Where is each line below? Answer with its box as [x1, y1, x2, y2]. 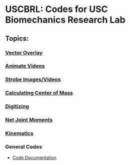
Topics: [5, 34, 29, 43]
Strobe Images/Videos [5, 76, 61, 83]
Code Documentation [12, 154, 56, 161]
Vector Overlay [5, 49, 43, 56]
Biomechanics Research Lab [5, 14, 126, 26]
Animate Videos [5, 63, 45, 70]
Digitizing [5, 103, 29, 110]
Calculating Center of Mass [5, 89, 73, 96]
